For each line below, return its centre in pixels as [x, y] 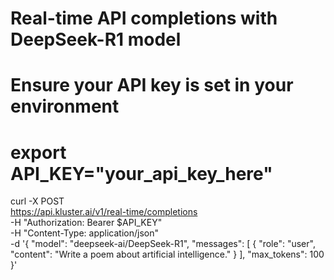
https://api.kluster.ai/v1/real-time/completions [104, 212]
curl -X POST [37, 201]
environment [65, 106]
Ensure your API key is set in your [152, 85]
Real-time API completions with [144, 18]
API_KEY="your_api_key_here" [141, 173]
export [38, 152]
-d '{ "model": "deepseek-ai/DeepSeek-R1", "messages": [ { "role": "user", [163, 244]
